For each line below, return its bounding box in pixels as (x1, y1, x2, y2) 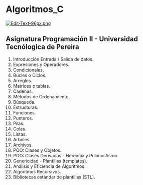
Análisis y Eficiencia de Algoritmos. (13, 163, 86, 169)
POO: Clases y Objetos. (13, 147, 62, 153)
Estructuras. (13, 104, 39, 110)
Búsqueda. (13, 99, 36, 105)
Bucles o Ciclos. (13, 72, 47, 78)
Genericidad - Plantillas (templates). (13, 158, 87, 164)
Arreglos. (13, 77, 32, 84)
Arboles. (13, 136, 31, 142)
